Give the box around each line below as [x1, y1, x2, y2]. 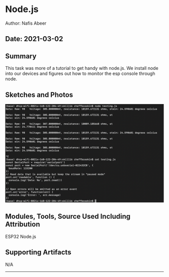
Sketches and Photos [5, 90, 73, 99]
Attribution [5, 220, 40, 229]
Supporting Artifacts [5, 248, 71, 257]
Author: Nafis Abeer [5, 20, 47, 26]
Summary [5, 52, 37, 60]
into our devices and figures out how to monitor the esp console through [5, 70, 155, 76]
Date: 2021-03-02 [5, 35, 63, 43]
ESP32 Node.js [5, 233, 36, 239]
